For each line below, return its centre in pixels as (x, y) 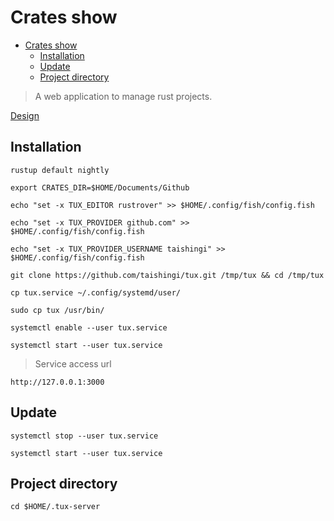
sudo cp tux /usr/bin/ (57, 310)
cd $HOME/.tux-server (55, 507)
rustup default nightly (60, 170)
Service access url (73, 363)
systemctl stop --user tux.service (84, 436)
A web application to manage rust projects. (123, 96)
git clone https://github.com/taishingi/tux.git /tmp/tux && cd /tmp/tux (167, 275)
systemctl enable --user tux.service (89, 327)
